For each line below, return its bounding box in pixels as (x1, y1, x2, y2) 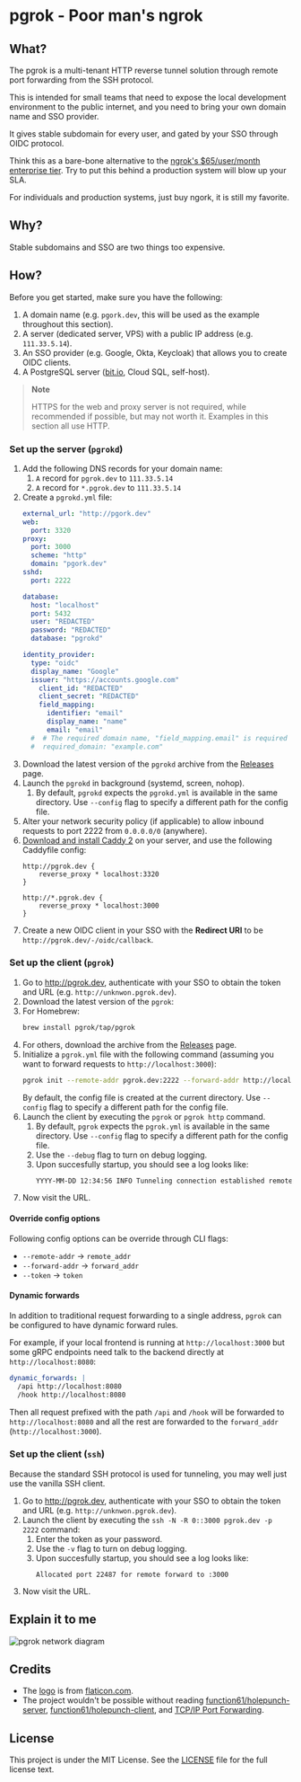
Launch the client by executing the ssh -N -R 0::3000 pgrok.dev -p (21, 1514, 273, 1525)
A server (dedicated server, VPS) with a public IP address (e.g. (21, 328, 254, 339)
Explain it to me (9, 1612, 97, 1627)
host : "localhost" (30, 600, 99, 609)
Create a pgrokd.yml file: (21, 492, 113, 502)
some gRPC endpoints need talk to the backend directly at (9, 1346, 224, 1357)
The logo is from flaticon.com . (21, 1686, 134, 1697)
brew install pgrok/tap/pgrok (21, 1023, 136, 1032)
